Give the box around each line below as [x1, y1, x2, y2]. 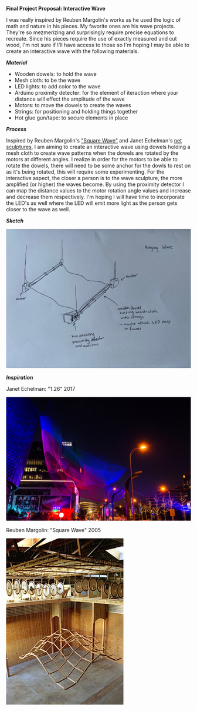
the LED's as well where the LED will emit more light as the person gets [6, 200, 178, 207]
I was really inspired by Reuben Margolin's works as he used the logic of [6, 16, 181, 23]
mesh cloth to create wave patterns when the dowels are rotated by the [6, 149, 179, 157]
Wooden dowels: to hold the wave [14, 71, 97, 77]
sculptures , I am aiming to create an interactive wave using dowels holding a [6, 144, 191, 150]
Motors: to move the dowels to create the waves [14, 102, 131, 108]
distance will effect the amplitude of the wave [14, 95, 125, 102]
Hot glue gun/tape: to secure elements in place [14, 114, 128, 121]
